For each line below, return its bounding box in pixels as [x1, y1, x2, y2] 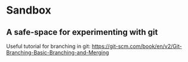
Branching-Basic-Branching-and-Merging [6, 49, 109, 56]
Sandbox [6, 4, 52, 17]
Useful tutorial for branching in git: [6, 43, 91, 50]
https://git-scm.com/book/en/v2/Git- [91, 43, 182, 50]
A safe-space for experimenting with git [6, 27, 158, 37]
